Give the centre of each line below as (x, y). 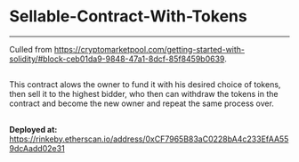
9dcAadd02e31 (37, 148)
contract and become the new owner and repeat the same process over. (141, 103)
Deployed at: (33, 129)
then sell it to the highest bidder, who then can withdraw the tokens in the (144, 94)
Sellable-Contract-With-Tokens (128, 16)
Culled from (31, 49)
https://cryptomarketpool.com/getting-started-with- (149, 49)
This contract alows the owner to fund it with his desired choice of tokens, (145, 85)
